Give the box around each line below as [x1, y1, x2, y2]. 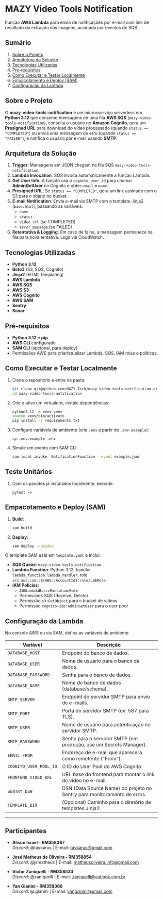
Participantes [5, 827, 47, 835]
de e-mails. [62, 699, 89, 706]
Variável [22, 642, 42, 649]
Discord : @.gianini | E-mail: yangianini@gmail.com [12, 888, 113, 894]
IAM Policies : [12, 583, 39, 588]
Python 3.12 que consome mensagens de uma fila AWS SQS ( [5, 115, 130, 120]
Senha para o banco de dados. [62, 671, 132, 678]
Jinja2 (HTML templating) [12, 272, 64, 278]
